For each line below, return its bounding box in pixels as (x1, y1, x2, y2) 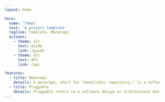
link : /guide (17, 48, 45, 53)
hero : (4, 16, 16, 21)
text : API (17, 57, 38, 62)
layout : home (4, 7, 32, 12)
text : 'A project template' (9, 25, 67, 30)
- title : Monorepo (9, 75, 47, 80)
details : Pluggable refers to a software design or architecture (13, 89, 151, 94)
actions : (9, 34, 27, 39)
